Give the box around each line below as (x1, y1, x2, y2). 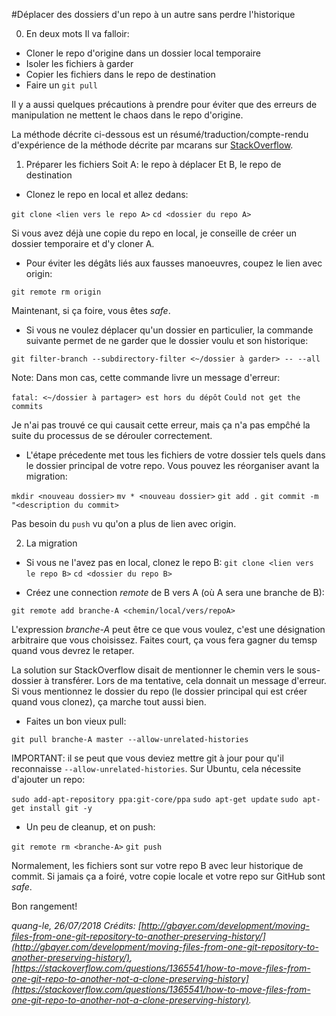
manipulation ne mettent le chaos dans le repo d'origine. (11, 109, 244, 121)
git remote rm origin (11, 287, 102, 297)
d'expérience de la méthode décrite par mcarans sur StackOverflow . (11, 139, 294, 151)
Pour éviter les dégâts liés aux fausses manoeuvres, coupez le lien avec (25, 257, 323, 269)
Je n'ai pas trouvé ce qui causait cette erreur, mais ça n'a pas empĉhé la (11, 419, 311, 431)
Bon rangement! (11, 900, 78, 912)
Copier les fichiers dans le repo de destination (25, 69, 216, 80)
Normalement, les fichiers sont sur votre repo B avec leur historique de (11, 860, 304, 871)
